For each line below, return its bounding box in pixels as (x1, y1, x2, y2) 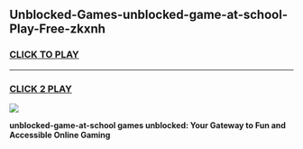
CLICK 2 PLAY (9, 82, 72, 95)
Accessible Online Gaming (9, 129, 111, 140)
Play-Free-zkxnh (9, 22, 106, 37)
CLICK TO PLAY (9, 49, 79, 61)
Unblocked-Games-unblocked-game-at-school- (9, 7, 289, 23)
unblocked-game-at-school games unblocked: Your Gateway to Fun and (9, 119, 287, 130)
